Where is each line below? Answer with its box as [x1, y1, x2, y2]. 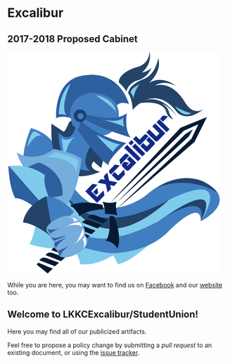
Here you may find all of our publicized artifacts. [7, 327, 147, 335]
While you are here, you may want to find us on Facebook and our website [7, 281, 223, 289]
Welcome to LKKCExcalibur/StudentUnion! [7, 308, 199, 320]
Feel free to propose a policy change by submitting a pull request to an [7, 341, 212, 349]
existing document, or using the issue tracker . [7, 348, 140, 356]
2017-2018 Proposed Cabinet [7, 33, 139, 45]
